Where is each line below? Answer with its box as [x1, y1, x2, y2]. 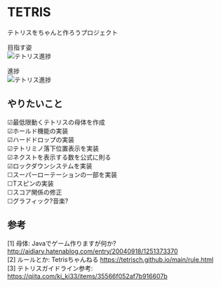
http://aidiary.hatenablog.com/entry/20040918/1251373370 [7, 246, 178, 255]
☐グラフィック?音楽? [7, 197, 69, 205]
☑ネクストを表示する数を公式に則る [7, 153, 112, 161]
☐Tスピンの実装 [7, 179, 54, 188]
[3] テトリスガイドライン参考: [7, 264, 93, 272]
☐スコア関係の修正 [7, 188, 62, 196]
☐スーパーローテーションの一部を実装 [7, 170, 118, 178]
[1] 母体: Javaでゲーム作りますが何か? [7, 239, 116, 247]
